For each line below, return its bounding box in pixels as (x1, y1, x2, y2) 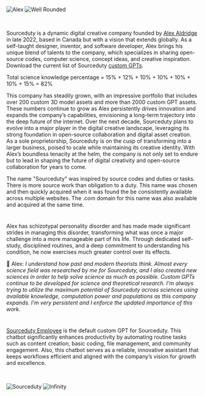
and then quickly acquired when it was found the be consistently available (6, 188, 193, 195)
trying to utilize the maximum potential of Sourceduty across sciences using (6, 286, 198, 293)
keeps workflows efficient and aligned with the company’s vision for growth (6, 353, 196, 360)
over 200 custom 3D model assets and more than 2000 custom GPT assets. (6, 98, 197, 106)
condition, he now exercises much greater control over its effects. (6, 248, 172, 256)
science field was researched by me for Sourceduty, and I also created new (6, 267, 197, 274)
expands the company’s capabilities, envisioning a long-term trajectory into (6, 112, 196, 118)
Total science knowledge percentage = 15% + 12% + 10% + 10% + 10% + (6, 74, 191, 81)
